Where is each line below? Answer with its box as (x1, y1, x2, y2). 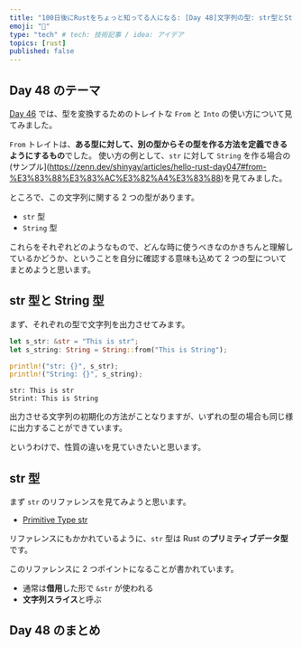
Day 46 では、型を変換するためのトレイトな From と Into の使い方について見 (9, 108, 293, 118)
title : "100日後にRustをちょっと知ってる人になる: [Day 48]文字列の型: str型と (9, 13, 285, 23)
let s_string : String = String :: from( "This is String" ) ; (9, 345, 228, 354)
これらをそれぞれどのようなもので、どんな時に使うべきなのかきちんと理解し (9, 241, 294, 252)
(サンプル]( (9, 161, 50, 172)
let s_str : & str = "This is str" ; (9, 336, 140, 346)
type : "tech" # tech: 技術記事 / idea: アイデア (9, 30, 185, 39)
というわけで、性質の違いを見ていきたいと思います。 (9, 442, 206, 453)
